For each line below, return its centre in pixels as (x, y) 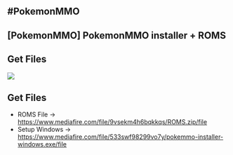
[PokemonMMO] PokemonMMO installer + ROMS (117, 35)
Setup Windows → (44, 130)
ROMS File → (36, 114)
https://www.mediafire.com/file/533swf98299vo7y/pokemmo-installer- (120, 137)
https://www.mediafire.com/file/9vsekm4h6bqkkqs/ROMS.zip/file (112, 122)
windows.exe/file (42, 144)
